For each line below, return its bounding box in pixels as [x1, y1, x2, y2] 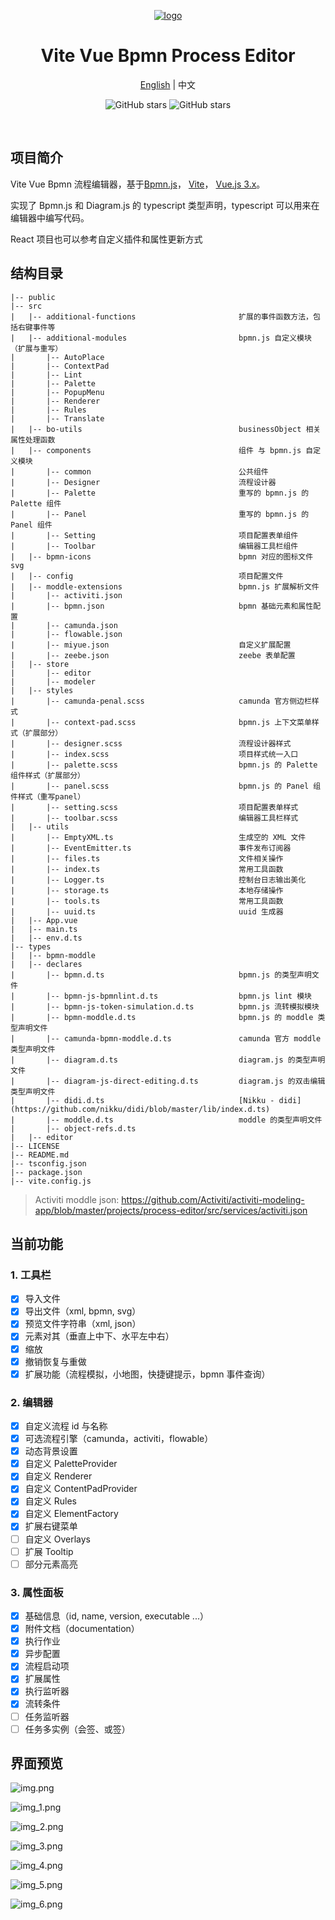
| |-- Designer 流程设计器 [10, 477, 277, 487]
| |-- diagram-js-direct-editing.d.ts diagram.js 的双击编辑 [10, 1076, 326, 1086]
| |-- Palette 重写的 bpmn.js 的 [10, 488, 310, 498]
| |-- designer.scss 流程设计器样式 [10, 738, 292, 749]
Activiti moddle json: [34, 1193, 120, 1205]
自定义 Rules [24, 1495, 77, 1507]
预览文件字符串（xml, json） [24, 1318, 142, 1330]
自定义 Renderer [24, 1470, 93, 1482]
